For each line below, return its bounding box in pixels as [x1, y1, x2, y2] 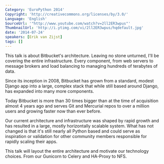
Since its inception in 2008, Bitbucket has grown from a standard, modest [5, 78, 154, 83]
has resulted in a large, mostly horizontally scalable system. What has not [5, 123, 154, 129]
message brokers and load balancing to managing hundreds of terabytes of [5, 63, 158, 69]
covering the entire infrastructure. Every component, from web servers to [5, 57, 154, 64]
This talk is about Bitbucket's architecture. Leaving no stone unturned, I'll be [5, 53, 160, 58]
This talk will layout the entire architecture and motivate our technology [5, 148, 149, 154]
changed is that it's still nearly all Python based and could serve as [5, 128, 140, 134]
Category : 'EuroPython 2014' [5, 7, 65, 12]
